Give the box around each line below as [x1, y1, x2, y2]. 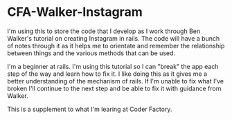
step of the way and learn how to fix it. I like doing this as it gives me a [7, 70, 208, 78]
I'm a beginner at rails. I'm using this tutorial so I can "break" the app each [7, 62, 219, 70]
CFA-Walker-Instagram [7, 4, 143, 20]
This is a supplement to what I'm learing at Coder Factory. [7, 105, 172, 113]
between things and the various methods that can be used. [7, 49, 175, 57]
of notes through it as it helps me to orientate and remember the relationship [7, 41, 225, 50]
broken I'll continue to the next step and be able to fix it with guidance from [7, 84, 222, 92]
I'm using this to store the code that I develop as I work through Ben [7, 27, 201, 35]
